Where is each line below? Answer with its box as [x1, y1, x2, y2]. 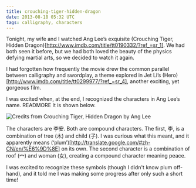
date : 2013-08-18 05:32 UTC [6, 14, 75, 20]
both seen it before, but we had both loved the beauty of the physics [6, 48, 172, 55]
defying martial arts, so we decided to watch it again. [6, 54, 134, 61]
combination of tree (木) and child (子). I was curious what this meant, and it [6, 132, 190, 139]
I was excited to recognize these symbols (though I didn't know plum [6, 164, 173, 171]
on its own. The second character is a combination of [61, 145, 190, 152]
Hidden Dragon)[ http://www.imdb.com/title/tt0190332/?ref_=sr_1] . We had [6, 42, 185, 49]
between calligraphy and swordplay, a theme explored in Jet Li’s [6, 71, 161, 79]
